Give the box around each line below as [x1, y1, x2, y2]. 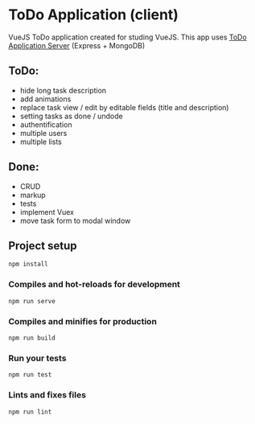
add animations [19, 94, 72, 104]
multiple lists [19, 137, 62, 146]
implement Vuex [19, 207, 75, 216]
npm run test [8, 371, 52, 379]
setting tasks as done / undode [19, 111, 123, 121]
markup [19, 190, 46, 200]
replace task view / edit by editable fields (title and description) [19, 102, 229, 112]
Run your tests [8, 352, 67, 364]
